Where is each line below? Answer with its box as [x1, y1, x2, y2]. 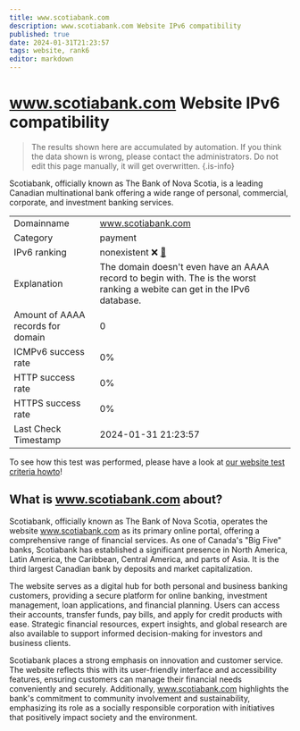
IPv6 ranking [13, 246, 67, 258]
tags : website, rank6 [9, 46, 90, 55]
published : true [9, 29, 70, 38]
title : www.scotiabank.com [9, 13, 110, 22]
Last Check [13, 422, 62, 434]
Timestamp [13, 433, 62, 446]
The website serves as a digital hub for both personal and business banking [9, 580, 288, 591]
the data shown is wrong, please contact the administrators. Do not [30, 151, 279, 162]
